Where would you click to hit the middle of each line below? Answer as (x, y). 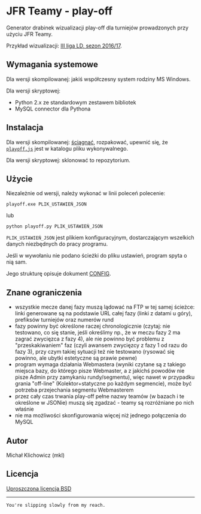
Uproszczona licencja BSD (39, 488)
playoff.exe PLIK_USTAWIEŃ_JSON (46, 204)
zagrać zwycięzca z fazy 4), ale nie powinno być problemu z (89, 339)
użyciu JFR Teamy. (29, 34)
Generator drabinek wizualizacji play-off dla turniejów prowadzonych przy (98, 28)
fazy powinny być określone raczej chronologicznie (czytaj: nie (92, 326)
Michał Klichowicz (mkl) (35, 455)
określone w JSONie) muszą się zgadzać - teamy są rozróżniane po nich (104, 403)
